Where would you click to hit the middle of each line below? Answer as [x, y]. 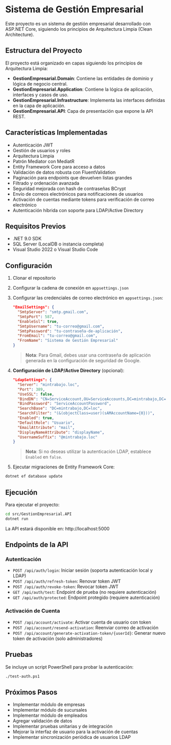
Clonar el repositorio [34, 278]
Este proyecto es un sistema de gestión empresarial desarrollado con [78, 24]
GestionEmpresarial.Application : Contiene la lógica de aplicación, [83, 89]
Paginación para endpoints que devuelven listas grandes [72, 177]
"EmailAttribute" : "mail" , [46, 427]
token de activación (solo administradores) [58, 638]
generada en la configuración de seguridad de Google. [83, 361]
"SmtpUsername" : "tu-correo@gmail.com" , [61, 326]
